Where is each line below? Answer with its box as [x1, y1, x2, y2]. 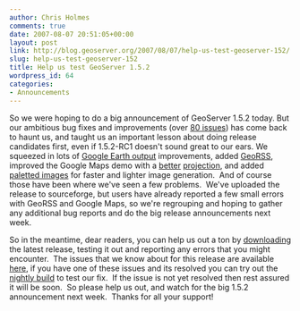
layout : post [9, 38, 58, 47]
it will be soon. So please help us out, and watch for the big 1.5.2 [9, 282, 249, 292]
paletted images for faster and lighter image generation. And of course [9, 169, 272, 180]
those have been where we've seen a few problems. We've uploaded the [9, 179, 280, 189]
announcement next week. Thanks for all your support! [9, 291, 214, 302]
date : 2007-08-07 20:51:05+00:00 [9, 29, 134, 38]
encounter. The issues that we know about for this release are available [9, 253, 275, 264]
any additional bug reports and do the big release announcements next [9, 207, 271, 218]
